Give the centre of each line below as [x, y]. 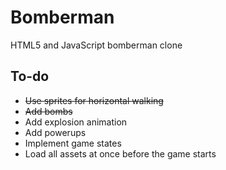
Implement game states [73, 143]
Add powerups [55, 132]
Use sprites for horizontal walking [94, 100]
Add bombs [48, 111]
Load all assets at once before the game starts [120, 153]
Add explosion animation [76, 122]
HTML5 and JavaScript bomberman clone [96, 45]
